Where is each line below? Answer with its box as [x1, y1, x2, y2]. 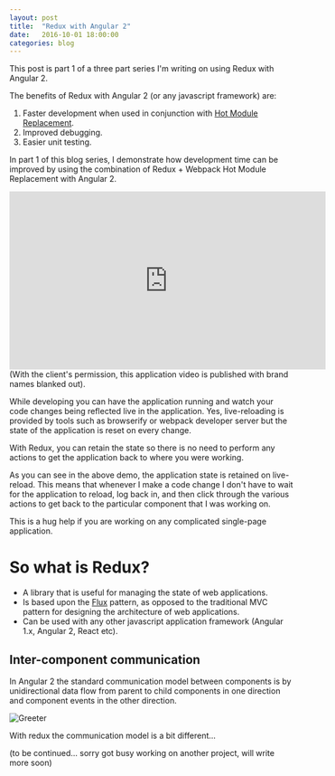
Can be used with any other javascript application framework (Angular [22, 616, 284, 627]
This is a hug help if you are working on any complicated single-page [9, 516, 267, 527]
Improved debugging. [22, 128, 103, 138]
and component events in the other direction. [9, 696, 178, 705]
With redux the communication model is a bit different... [9, 730, 217, 741]
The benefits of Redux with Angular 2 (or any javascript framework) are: [9, 90, 277, 101]
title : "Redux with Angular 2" [9, 22, 131, 31]
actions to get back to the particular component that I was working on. [9, 498, 271, 509]
